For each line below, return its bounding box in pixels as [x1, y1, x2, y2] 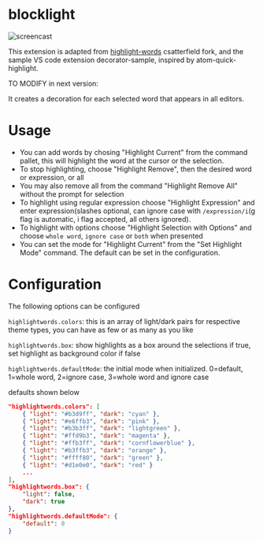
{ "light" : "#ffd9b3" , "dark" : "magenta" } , [22, 432, 171, 440]
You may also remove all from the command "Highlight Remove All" [19, 181, 239, 190]
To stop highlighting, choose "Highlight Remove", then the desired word [19, 164, 252, 174]
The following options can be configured [8, 301, 140, 311]
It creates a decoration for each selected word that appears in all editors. [8, 94, 245, 103]
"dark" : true [22, 498, 65, 506]
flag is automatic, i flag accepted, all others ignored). [19, 214, 191, 223]
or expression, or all [19, 172, 84, 182]
